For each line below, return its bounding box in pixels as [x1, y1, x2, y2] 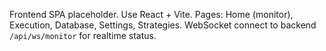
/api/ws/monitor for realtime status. [9, 30, 157, 41]
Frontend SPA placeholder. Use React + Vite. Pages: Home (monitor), [9, 9, 294, 20]
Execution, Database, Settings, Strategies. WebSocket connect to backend [9, 19, 317, 31]
